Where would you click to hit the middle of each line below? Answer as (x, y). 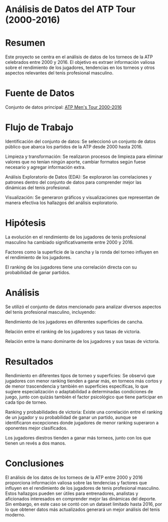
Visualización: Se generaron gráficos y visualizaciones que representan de (82, 197)
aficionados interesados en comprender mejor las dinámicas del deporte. (81, 498)
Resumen (25, 43)
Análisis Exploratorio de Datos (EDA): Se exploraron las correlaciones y (78, 177)
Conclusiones (35, 463)
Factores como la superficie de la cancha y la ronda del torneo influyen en (82, 252)
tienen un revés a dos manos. (36, 443)
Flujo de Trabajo (39, 127)
